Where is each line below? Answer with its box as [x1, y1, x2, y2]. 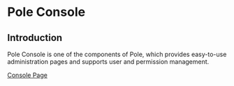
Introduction [7, 32, 63, 44]
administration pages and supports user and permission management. [7, 58, 210, 66]
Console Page [7, 71, 47, 79]
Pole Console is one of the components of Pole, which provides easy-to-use [7, 50, 227, 58]
